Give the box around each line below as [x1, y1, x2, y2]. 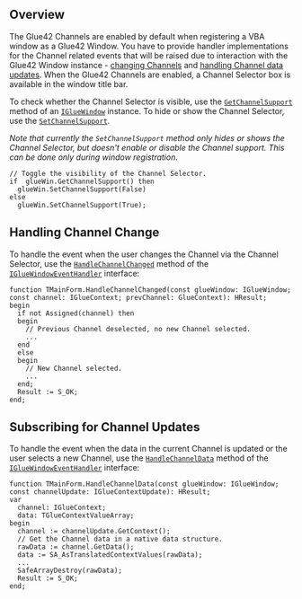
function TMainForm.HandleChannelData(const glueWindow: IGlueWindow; [9, 480, 280, 489]
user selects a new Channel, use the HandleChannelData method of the [9, 453, 269, 463]
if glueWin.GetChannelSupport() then [9, 177, 155, 186]
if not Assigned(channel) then [17, 309, 135, 318]
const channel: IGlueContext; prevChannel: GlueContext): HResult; [9, 293, 268, 302]
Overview [9, 7, 66, 22]
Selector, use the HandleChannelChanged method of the [9, 258, 209, 269]
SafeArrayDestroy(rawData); [17, 566, 123, 576]
